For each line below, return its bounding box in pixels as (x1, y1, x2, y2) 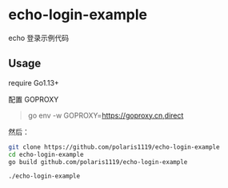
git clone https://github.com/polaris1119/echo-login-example (8, 142, 220, 151)
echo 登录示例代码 (8, 33, 70, 42)
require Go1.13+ (8, 78, 60, 87)
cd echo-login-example (8, 150, 84, 158)
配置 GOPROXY (8, 94, 59, 104)
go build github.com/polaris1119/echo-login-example (8, 158, 188, 166)
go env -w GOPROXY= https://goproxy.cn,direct (27, 110, 184, 120)
